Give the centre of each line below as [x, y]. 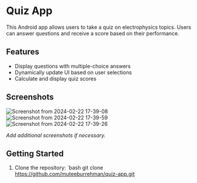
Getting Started [35, 153]
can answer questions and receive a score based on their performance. [93, 33]
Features [23, 52]
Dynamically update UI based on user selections [73, 72]
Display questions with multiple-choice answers [73, 66]
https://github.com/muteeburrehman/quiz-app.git [75, 174]
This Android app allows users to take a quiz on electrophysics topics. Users [99, 27]
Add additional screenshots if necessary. [56, 135]
